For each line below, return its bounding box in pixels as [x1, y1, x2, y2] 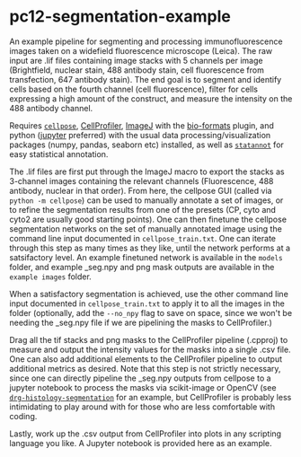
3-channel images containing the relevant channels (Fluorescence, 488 [9, 175, 274, 186]
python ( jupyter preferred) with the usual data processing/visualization [9, 129, 271, 140]
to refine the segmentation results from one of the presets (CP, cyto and [9, 204, 277, 215]
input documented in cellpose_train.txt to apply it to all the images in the [9, 298, 285, 309]
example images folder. [9, 271, 92, 282]
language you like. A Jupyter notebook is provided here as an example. [9, 437, 272, 448]
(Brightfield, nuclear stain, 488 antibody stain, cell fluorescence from [9, 65, 265, 75]
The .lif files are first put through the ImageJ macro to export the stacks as [9, 166, 285, 177]
